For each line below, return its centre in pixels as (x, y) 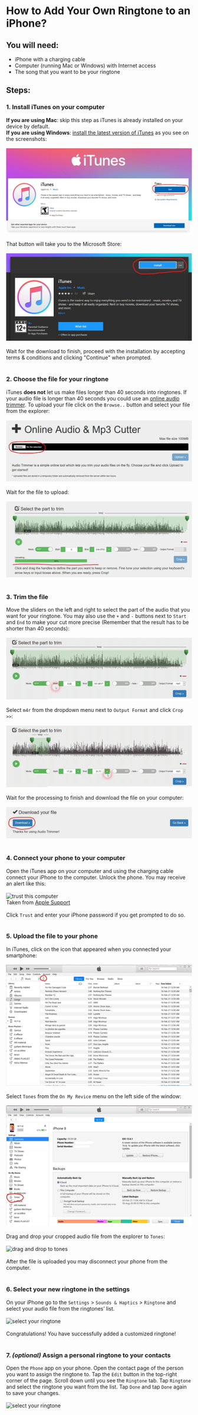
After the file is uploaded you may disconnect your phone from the (87, 1262)
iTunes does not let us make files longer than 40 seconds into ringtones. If (96, 392)
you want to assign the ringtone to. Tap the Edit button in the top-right (92, 1374)
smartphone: (22, 955)
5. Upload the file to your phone (52, 936)
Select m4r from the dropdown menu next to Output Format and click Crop (95, 710)
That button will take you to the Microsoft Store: (64, 244)
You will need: (32, 45)
